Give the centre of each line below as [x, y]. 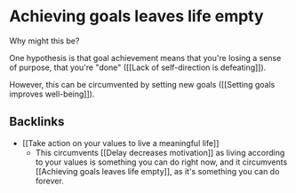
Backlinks [37, 122]
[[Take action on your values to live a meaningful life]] [120, 143]
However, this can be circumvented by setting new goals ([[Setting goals [142, 84]
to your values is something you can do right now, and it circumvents [161, 162]
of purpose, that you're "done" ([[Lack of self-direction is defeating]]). [138, 67]
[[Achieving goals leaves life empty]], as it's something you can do [157, 171]
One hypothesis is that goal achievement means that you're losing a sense [145, 58]
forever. [49, 181]
